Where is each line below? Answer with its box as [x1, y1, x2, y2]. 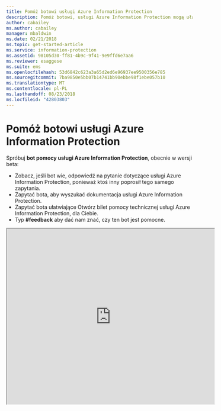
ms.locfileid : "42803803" [6, 96, 70, 102]
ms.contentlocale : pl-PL [6, 86, 68, 92]
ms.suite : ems [6, 63, 41, 70]
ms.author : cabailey [6, 25, 57, 31]
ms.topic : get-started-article [6, 42, 84, 48]
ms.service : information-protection [6, 47, 97, 53]
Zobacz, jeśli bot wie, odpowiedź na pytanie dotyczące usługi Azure [14, 172, 181, 179]
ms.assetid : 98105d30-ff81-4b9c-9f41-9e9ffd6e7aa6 [6, 53, 134, 59]
